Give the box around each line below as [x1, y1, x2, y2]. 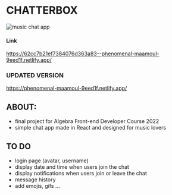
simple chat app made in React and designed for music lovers [14, 124, 167, 131]
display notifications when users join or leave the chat [14, 170, 147, 177]
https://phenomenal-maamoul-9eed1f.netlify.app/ [6, 84, 127, 92]
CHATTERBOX [6, 4, 79, 17]
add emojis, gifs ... [14, 183, 60, 190]
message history [14, 176, 56, 183]
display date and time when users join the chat [14, 163, 130, 171]
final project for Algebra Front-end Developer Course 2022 [14, 118, 160, 125]
